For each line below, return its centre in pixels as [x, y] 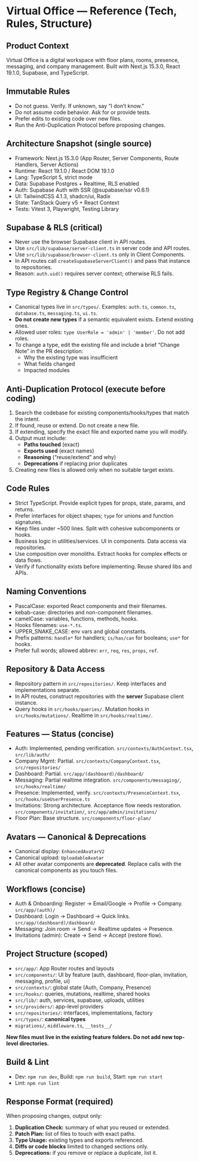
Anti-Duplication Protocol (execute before [86, 389]
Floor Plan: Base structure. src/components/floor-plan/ [83, 818]
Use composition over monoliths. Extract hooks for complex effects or [101, 554]
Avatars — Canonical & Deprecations [76, 837]
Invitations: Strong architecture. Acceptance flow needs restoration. [98, 806]
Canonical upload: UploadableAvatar [59, 857]
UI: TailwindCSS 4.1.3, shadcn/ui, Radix [62, 196]
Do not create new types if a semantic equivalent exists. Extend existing [104, 319]
